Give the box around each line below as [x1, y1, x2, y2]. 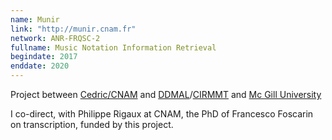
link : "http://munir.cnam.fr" [10, 24, 137, 34]
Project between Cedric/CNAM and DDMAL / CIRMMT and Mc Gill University [10, 89, 322, 100]
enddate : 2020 [10, 61, 70, 71]
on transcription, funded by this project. [10, 119, 174, 130]
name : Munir [10, 14, 60, 25]
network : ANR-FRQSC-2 [10, 33, 101, 43]
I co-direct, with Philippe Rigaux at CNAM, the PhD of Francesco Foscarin [10, 108, 314, 120]
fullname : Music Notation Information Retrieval [10, 42, 217, 53]
